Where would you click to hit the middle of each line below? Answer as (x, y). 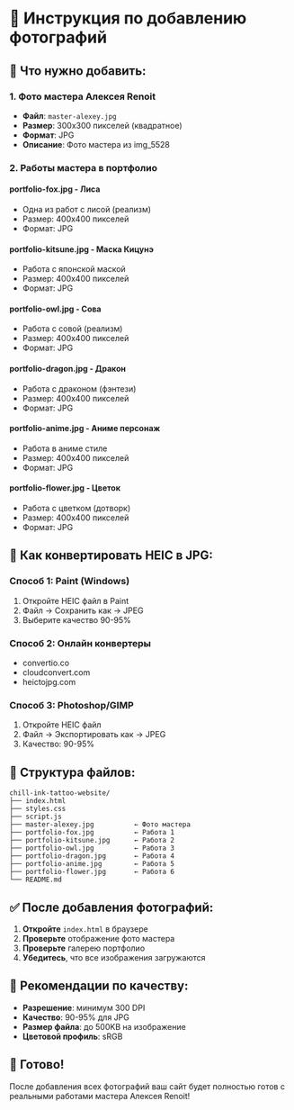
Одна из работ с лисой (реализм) (86, 209)
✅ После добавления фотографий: (111, 907)
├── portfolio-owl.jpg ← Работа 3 (92, 848)
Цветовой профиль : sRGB (72, 1036)
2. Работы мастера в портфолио (83, 167)
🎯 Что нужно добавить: (78, 71)
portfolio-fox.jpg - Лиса (55, 189)
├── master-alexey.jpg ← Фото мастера (100, 825)
